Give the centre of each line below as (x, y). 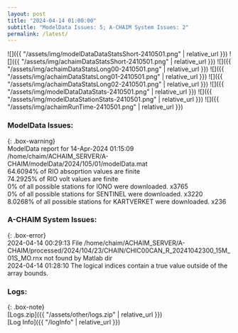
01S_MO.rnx (25, 258)
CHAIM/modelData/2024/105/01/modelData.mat (77, 164)
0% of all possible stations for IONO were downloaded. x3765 (98, 186)
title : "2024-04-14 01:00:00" (52, 21)
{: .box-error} (27, 235)
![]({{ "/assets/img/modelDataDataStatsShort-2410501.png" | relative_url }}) (118, 54)
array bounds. (28, 273)
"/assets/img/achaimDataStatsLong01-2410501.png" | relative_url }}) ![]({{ (115, 77)
